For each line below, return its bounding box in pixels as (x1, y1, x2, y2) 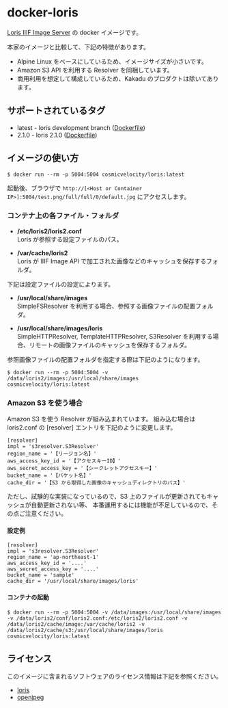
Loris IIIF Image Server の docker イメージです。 (7, 28, 143, 36)
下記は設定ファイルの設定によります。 (7, 280, 115, 288)
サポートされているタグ (7, 105, 106, 117)
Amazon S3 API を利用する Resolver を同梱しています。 (16, 66, 173, 74)
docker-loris (7, 5, 79, 21)
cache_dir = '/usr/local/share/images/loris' (7, 578, 139, 585)
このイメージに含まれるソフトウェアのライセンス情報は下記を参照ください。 (7, 672, 223, 681)
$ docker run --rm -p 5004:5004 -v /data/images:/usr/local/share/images (7, 609, 222, 616)
